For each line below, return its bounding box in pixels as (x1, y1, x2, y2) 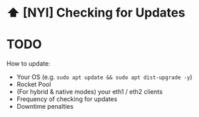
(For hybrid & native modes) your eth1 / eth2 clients (16, 88, 163, 96)
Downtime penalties (16, 102, 74, 111)
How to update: (6, 60, 51, 68)
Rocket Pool (16, 80, 51, 89)
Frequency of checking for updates (16, 95, 118, 103)
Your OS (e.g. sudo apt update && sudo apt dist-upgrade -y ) (16, 73, 193, 81)
